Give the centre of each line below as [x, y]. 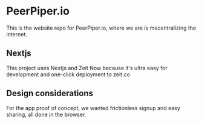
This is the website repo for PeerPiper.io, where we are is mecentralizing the [101, 28]
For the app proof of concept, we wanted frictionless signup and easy [93, 108]
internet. [17, 34]
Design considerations [50, 93]
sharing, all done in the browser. [46, 114]
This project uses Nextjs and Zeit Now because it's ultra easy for [87, 68]
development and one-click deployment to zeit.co [68, 74]
